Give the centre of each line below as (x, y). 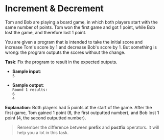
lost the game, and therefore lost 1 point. (46, 32)
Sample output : (28, 85)
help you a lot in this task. (43, 132)
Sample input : (27, 71)
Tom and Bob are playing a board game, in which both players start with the (82, 22)
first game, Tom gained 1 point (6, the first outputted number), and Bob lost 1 (82, 113)
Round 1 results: (30, 90)
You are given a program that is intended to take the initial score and (74, 42)
